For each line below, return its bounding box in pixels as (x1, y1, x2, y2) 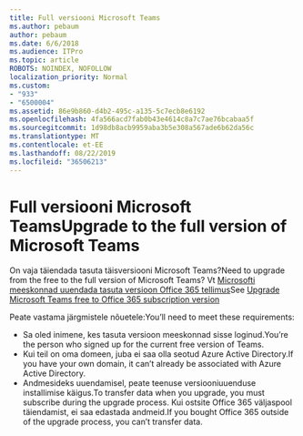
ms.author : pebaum (9, 22, 79, 31)
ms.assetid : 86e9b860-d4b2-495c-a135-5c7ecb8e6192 (9, 106, 206, 116)
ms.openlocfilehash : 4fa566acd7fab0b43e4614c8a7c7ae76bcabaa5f (9, 115, 255, 124)
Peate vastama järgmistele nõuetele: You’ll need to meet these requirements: (9, 311, 295, 323)
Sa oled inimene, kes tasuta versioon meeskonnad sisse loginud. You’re (22, 330, 288, 340)
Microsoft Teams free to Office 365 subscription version (9, 294, 220, 305)
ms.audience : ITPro (9, 47, 84, 56)
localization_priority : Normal (9, 73, 128, 82)
